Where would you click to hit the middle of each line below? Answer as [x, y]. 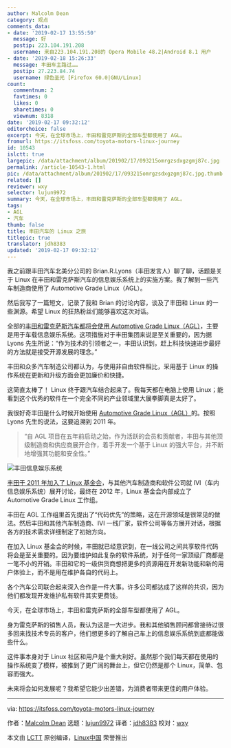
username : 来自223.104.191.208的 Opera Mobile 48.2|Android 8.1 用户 [112, 52]
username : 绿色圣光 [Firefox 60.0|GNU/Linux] [78, 77]
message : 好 [30, 39]
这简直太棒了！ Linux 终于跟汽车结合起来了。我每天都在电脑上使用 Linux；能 [115, 389]
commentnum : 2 [33, 90]
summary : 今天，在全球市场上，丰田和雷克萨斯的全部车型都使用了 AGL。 [96, 199]
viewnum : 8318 [33, 116]
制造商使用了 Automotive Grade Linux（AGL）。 [79, 288]
